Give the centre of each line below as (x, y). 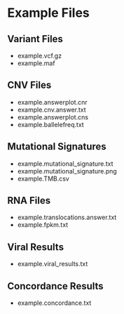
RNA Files (29, 201)
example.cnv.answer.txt (51, 110)
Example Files (48, 13)
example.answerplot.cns (53, 117)
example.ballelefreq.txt (50, 124)
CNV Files (29, 85)
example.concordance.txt (54, 303)
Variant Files (35, 39)
